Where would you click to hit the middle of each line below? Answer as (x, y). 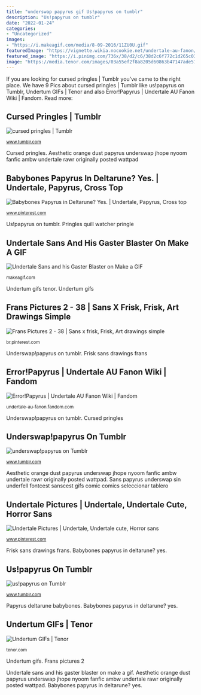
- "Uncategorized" (29, 34)
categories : (21, 28)
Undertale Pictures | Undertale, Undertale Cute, (97, 505)
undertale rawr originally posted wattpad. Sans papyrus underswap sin (94, 480)
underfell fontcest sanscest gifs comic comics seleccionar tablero (87, 486)
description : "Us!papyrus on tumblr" (53, 17)
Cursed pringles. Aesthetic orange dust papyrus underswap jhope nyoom (97, 153)
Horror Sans (29, 514)
